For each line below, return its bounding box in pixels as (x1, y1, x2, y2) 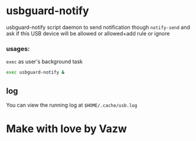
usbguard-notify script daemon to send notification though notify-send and (6, 24, 191, 31)
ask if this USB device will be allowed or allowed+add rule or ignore (6, 29, 170, 37)
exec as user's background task (6, 58, 83, 65)
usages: (6, 44, 30, 53)
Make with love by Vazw (6, 122, 127, 136)
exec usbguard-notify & (6, 70, 65, 76)
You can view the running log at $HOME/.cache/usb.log (6, 101, 138, 109)
